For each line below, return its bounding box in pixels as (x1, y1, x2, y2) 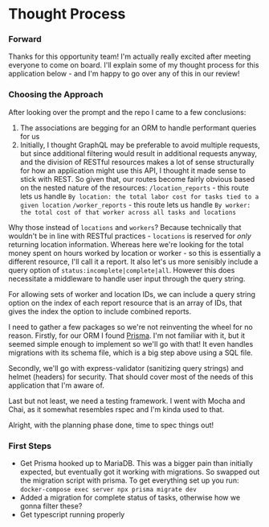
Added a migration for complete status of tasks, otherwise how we (19, 492, 241, 503)
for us (19, 131, 40, 141)
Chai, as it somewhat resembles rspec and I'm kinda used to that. (8, 404, 225, 414)
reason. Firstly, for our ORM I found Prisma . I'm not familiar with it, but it (8, 331, 246, 340)
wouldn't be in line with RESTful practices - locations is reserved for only (8, 231, 251, 241)
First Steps (8, 440, 52, 451)
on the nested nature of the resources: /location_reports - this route (19, 183, 249, 192)
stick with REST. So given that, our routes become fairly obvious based (19, 174, 255, 183)
